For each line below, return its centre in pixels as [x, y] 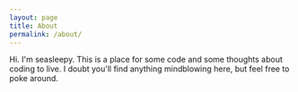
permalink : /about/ [46, 34]
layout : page [34, 17]
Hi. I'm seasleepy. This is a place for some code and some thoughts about [146, 60]
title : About [34, 26]
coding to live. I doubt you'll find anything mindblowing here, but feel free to [149, 69]
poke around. [34, 79]
